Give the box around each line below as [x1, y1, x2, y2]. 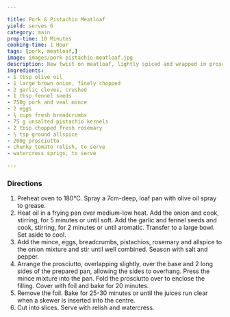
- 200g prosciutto [7, 137, 60, 144]
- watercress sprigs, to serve [7, 150, 97, 157]
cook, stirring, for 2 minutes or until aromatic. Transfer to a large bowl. [16, 224, 215, 232]
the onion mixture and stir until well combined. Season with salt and [16, 245, 208, 254]
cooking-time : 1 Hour [7, 42, 69, 49]
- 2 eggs [7, 106, 32, 113]
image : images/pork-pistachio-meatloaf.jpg [7, 54, 133, 62]
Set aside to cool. [16, 231, 66, 239]
